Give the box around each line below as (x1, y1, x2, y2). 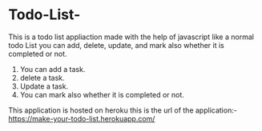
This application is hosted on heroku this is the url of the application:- (8, 105, 238, 115)
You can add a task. (19, 64, 86, 73)
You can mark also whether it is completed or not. (19, 89, 184, 99)
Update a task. (19, 81, 69, 91)
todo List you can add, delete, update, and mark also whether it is (8, 40, 224, 50)
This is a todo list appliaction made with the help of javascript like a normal (8, 32, 255, 42)
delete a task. (19, 73, 66, 82)
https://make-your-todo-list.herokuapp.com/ (8, 113, 155, 123)
